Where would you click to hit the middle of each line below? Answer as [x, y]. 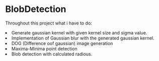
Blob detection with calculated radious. [52, 54]
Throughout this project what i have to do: [49, 23]
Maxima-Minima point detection [45, 48]
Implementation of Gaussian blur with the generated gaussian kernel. [83, 38]
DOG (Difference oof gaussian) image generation [62, 43]
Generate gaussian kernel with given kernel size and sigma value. [79, 32]
